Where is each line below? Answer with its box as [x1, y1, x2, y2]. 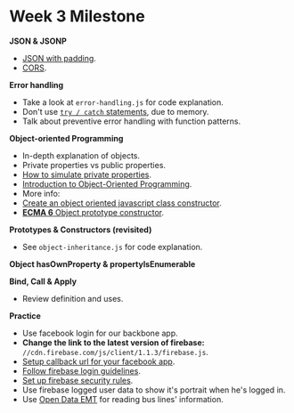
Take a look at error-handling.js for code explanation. [21, 96, 225, 108]
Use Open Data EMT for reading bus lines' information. [21, 393, 225, 404]
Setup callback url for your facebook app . [21, 356, 176, 367]
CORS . [21, 62, 47, 73]
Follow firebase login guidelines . [21, 365, 141, 376]
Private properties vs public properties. [21, 159, 167, 170]
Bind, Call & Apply [9, 276, 78, 287]
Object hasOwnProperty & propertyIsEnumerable [9, 258, 196, 269]
